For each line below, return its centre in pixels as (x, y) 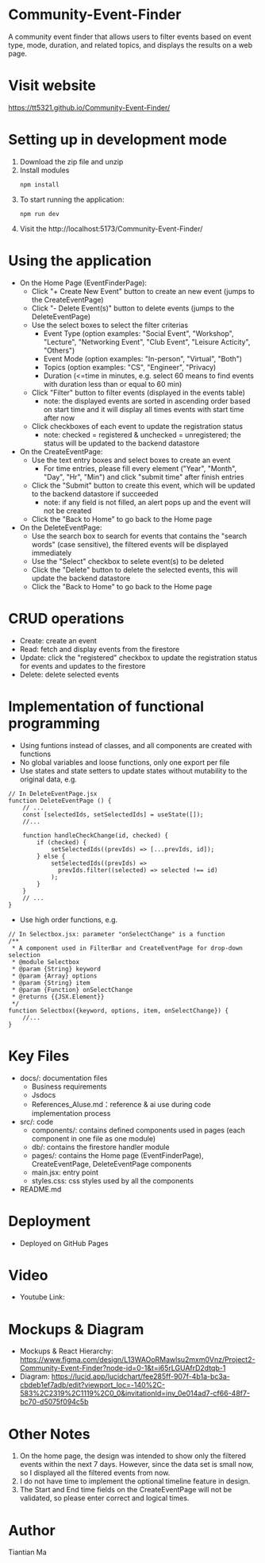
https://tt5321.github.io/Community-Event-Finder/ (89, 107)
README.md (40, 1189)
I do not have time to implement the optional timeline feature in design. (135, 1481)
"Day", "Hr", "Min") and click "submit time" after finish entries (144, 477)
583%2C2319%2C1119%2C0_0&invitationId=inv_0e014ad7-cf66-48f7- (135, 1393)
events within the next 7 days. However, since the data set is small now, (136, 1465)
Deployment (50, 1221)
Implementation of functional (106, 706)
